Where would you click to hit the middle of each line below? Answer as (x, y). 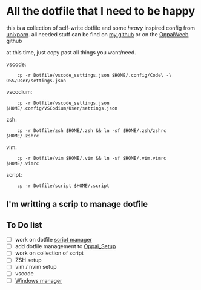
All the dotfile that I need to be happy (101, 11)
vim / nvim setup (36, 267)
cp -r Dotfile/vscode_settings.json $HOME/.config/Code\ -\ (94, 75)
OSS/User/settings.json (36, 81)
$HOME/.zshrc (23, 136)
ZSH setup (28, 260)
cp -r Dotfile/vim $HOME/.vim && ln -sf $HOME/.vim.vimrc (92, 158)
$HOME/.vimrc (23, 163)
